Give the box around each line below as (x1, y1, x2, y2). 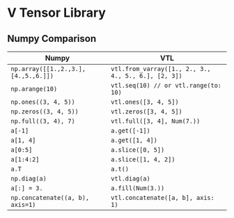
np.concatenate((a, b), (10, 194, 90, 201)
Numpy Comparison (7, 33, 96, 45)
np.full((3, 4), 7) (10, 117, 75, 125)
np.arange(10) (10, 85, 58, 93)
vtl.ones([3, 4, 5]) (111, 98, 179, 106)
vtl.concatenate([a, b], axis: (111, 194, 214, 201)
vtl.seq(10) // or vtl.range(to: (111, 81, 221, 89)
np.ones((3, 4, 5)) (10, 98, 75, 106)
